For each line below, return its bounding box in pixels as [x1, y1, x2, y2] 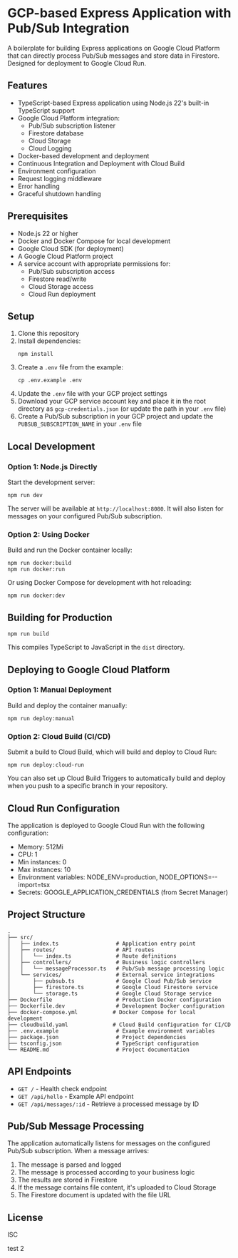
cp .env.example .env [17, 377, 82, 384]
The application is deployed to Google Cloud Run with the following [7, 821, 205, 829]
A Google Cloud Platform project [17, 252, 113, 260]
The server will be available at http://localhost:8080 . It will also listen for [7, 504, 224, 513]
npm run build [7, 630, 50, 638]
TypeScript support [17, 106, 75, 115]
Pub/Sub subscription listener [28, 121, 116, 130]
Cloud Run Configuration [7, 802, 120, 814]
